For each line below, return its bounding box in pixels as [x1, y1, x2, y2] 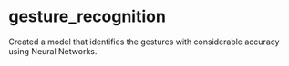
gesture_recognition [8, 6, 166, 27]
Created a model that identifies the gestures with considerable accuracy [8, 36, 280, 47]
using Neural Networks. [8, 45, 98, 56]
